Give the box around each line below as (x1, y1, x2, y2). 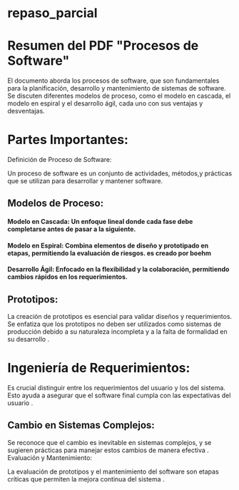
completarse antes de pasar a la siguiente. (7, 225, 136, 233)
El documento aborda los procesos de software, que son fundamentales (7, 76, 220, 85)
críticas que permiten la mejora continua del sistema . (7, 474, 166, 483)
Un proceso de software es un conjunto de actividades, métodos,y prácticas (7, 169, 233, 178)
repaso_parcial (7, 5, 98, 21)
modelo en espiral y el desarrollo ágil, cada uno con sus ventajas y (7, 99, 203, 108)
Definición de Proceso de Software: (7, 155, 112, 164)
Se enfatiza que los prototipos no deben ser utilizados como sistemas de (7, 320, 221, 329)
